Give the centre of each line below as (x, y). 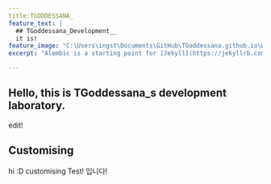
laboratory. (37, 106)
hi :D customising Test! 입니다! (58, 171)
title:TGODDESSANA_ (41, 16)
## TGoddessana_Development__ (66, 31)
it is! (27, 38)
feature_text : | (35, 23)
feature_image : (34, 46)
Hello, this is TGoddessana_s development (118, 93)
